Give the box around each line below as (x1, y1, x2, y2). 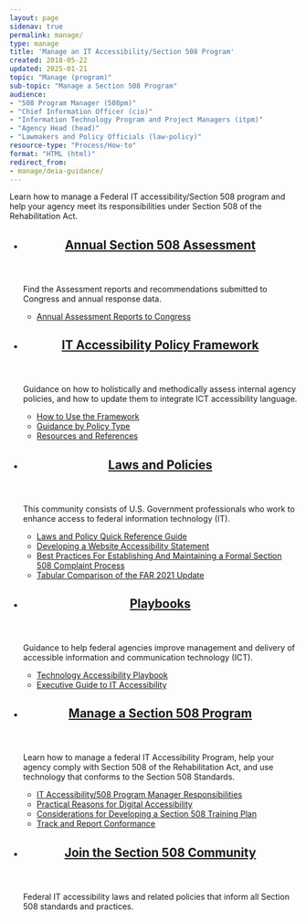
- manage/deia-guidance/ (9, 166, 104, 175)
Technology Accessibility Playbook (36, 669, 169, 681)
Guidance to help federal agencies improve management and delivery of (22, 641, 295, 653)
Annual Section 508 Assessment (64, 237, 256, 252)
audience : (9, 90, 47, 99)
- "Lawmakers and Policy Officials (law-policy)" (9, 132, 203, 142)
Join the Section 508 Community (64, 844, 257, 860)
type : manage (9, 38, 59, 48)
